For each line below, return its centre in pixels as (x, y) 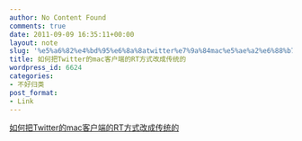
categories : (31, 76)
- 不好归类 (27, 84)
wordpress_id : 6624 (46, 68)
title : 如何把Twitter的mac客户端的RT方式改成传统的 (98, 59)
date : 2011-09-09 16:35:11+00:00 (72, 34)
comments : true (38, 26)
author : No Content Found (58, 18)
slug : (19, 51)
